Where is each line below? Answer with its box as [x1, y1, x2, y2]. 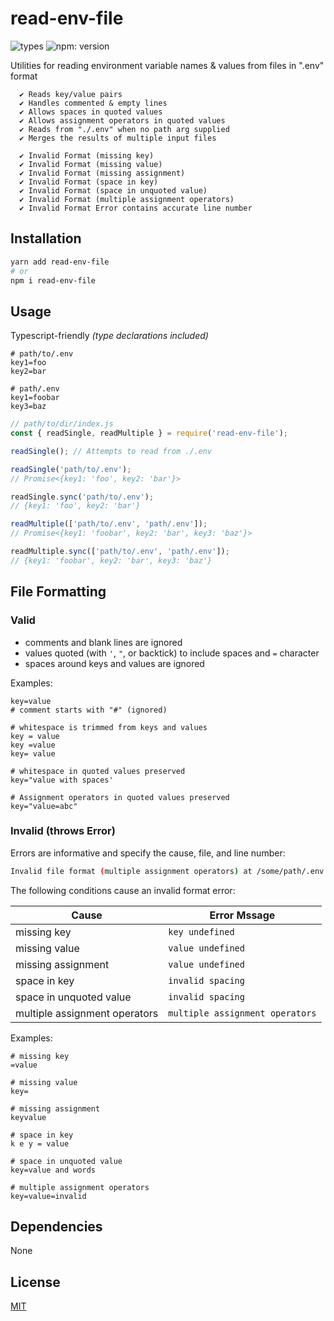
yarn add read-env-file [10, 257, 110, 267]
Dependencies [10, 1218, 103, 1236]
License [10, 1273, 61, 1291]
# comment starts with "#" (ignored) [10, 705, 168, 715]
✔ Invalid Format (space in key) [19, 177, 159, 187]
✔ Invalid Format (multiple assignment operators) [19, 194, 235, 204]
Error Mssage [209, 908, 276, 922]
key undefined [168, 926, 235, 937]
